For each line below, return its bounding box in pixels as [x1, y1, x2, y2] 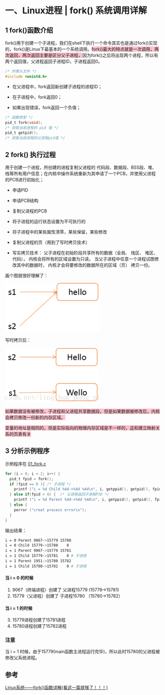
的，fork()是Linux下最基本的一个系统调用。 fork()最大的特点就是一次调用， [5, 46, 155, 52]
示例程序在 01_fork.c [5, 461, 47, 466]
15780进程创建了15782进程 [12, 623, 67, 629]
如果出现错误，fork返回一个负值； [12, 104, 81, 110]
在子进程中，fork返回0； [12, 94, 62, 100]
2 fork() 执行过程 [5, 150, 56, 159]
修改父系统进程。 [5, 655, 40, 661]
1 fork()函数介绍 [5, 26, 53, 34]
